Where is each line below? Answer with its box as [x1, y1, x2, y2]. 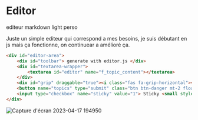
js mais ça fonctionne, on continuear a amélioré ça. [6, 41, 130, 48]
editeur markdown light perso [6, 24, 78, 31]
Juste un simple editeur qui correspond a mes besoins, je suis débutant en [6, 35, 187, 42]
